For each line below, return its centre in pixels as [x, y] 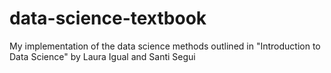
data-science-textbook [108, 18]
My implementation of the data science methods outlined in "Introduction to [165, 46]
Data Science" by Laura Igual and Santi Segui [102, 56]
